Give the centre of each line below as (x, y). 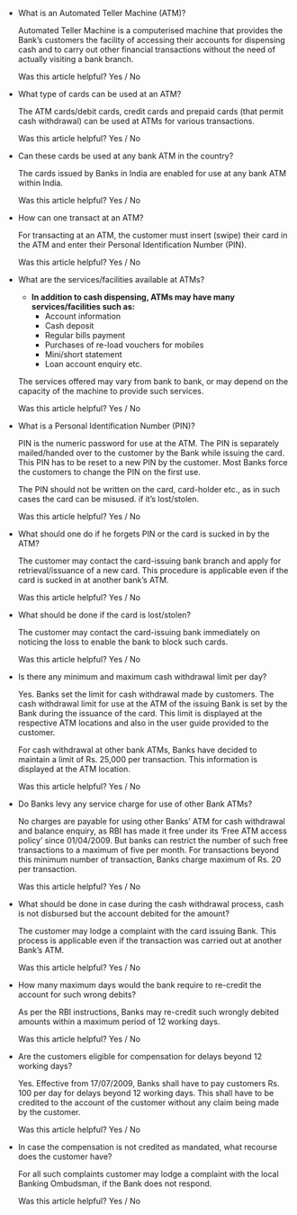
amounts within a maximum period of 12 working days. (119, 1021)
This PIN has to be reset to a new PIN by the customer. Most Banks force (153, 462)
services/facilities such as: (83, 306)
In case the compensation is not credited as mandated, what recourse (147, 1147)
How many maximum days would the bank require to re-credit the (139, 985)
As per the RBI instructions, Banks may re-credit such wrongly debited (148, 1012)
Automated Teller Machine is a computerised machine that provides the (150, 30)
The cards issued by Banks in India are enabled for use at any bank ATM (152, 173)
